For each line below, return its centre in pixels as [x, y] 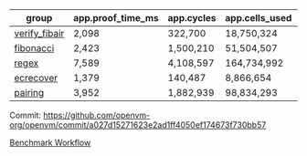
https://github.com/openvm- [97, 115]
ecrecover [36, 78]
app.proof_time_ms [116, 18]
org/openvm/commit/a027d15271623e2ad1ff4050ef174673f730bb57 [138, 125]
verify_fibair [39, 33]
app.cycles [192, 18]
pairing [29, 93]
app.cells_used [259, 18]
